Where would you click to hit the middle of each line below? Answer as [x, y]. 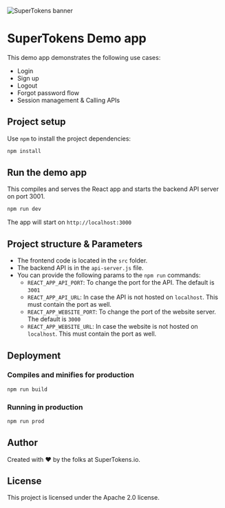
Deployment [34, 355]
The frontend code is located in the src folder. [82, 261]
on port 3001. [26, 196]
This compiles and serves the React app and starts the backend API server [113, 189]
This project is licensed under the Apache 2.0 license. [83, 498]
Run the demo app [47, 173]
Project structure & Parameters [75, 244]
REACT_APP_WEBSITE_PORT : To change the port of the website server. [122, 312]
